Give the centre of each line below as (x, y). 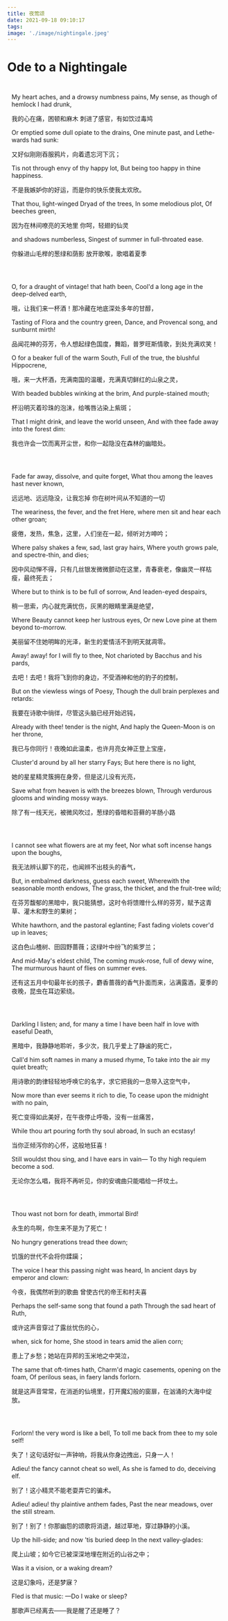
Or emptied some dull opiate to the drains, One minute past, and (103, 133)
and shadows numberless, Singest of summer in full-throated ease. (107, 240)
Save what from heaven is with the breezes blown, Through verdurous (112, 791)
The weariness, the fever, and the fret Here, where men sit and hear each (116, 512)
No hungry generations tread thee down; (70, 1242)
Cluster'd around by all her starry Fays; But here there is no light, (104, 763)
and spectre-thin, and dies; (50, 555)
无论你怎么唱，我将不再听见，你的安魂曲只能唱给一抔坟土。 (96, 1181)
